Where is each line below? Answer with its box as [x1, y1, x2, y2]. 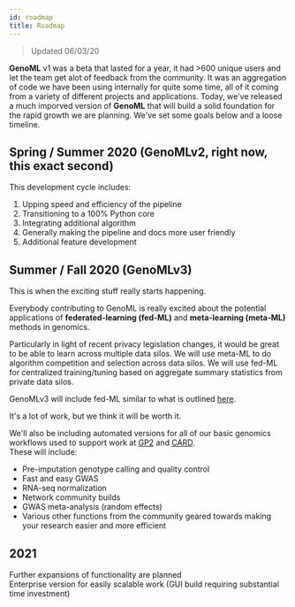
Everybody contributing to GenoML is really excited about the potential [9, 303, 267, 314]
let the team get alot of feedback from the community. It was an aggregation [9, 72, 287, 82]
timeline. [9, 119, 41, 129]
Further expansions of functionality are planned [9, 569, 183, 580]
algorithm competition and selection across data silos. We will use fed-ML [9, 357, 278, 368]
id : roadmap [9, 12, 53, 22]
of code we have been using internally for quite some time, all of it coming [9, 81, 279, 92]
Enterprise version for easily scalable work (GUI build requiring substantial [9, 579, 280, 589]
